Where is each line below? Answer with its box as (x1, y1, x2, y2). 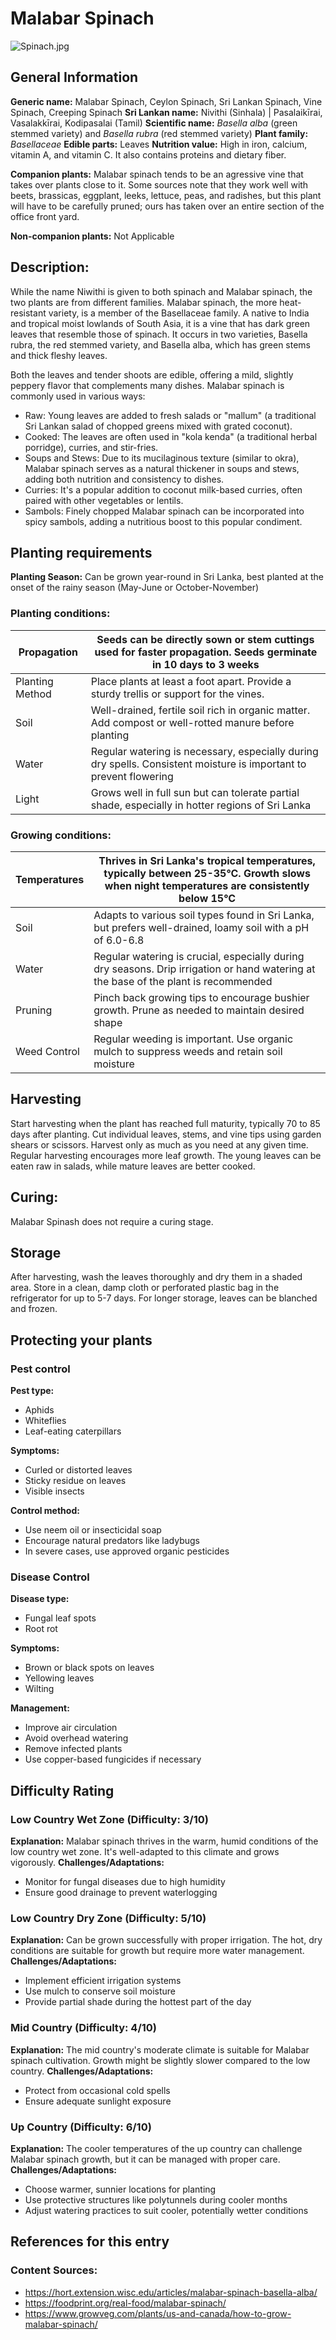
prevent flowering (90, 769, 174, 783)
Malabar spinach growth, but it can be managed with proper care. (10, 2153, 281, 2165)
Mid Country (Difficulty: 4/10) (10, 2021, 158, 2035)
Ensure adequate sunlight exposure (24, 2095, 172, 2107)
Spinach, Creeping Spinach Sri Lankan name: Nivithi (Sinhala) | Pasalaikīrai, (10, 106, 323, 118)
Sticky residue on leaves (24, 1475, 127, 1487)
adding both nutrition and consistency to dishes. (24, 473, 225, 485)
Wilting (24, 1683, 55, 1695)
